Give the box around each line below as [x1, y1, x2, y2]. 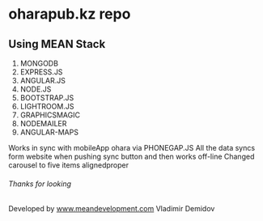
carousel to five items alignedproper [8, 160, 129, 170]
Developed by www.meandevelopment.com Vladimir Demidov [8, 204, 215, 214]
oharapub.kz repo [8, 5, 131, 23]
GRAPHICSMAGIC [19, 110, 81, 120]
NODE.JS [19, 84, 52, 94]
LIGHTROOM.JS [19, 102, 74, 111]
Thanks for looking [8, 179, 71, 189]
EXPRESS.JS [19, 67, 63, 77]
